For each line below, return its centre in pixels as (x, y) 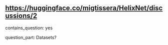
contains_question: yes (29, 28)
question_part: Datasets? (31, 37)
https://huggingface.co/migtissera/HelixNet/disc (84, 8)
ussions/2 (21, 16)
